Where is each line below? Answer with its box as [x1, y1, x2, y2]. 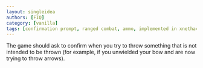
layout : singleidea [6, 8, 56, 15]
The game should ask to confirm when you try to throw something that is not [6, 42, 197, 49]
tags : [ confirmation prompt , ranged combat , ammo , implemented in [6, 25, 177, 32]
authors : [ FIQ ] [6, 14, 45, 20]
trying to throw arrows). [6, 55, 65, 62]
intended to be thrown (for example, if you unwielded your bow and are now [6, 49, 196, 56]
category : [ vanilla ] [6, 20, 59, 26]
